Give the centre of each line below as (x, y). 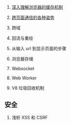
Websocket (23, 69)
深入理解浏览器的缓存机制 (37, 7)
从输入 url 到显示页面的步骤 (39, 48)
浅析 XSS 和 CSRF (30, 117)
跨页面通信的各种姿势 (33, 18)
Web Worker (24, 78)
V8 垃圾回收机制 (28, 88)
